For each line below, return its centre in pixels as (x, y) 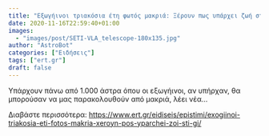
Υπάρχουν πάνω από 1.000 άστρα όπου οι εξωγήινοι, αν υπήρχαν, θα (124, 90)
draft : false (30, 68)
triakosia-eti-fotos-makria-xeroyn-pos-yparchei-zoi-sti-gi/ (105, 123)
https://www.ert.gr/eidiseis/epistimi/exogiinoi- (164, 114)
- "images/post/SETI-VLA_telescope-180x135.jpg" (98, 38)
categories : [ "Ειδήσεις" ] (51, 53)
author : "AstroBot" (41, 46)
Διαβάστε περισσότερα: (48, 114)
